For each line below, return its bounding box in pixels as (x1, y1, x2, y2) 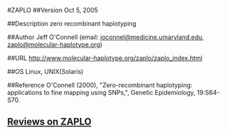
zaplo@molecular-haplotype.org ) (7, 40, 103, 48)
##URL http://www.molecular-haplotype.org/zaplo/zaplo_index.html (7, 54, 203, 62)
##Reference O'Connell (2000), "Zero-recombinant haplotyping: (7, 81, 193, 89)
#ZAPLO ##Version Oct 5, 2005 (7, 6, 98, 14)
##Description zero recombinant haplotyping (7, 20, 137, 27)
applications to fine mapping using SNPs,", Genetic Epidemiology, (7, 89, 196, 96)
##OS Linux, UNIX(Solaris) (7, 68, 84, 75)
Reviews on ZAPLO (7, 116, 92, 128)
